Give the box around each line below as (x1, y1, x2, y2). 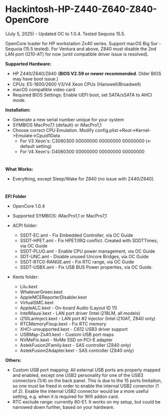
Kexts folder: (12, 274, 39, 280)
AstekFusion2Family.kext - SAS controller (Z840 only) (20, 342, 131, 348)
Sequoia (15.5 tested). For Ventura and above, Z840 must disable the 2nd (5, 46, 156, 52)
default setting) (20, 143, 52, 149)
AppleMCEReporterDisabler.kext (20, 294, 87, 300)
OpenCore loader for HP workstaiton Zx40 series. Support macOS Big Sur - (5, 40, 161, 46)
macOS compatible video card (12, 86, 75, 92)
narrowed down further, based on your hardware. (12, 404, 115, 410)
